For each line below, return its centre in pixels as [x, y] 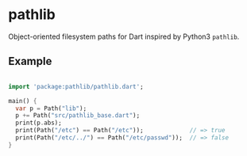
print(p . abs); [39, 123]
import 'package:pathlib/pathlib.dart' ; [76, 86]
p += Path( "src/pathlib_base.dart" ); [78, 116]
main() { [23, 101]
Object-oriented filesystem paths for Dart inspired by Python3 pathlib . [124, 36]
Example [30, 61]
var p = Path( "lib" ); [51, 108]
